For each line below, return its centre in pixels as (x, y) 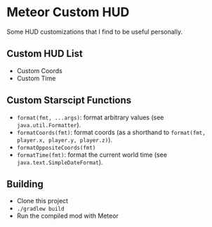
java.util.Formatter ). (49, 124)
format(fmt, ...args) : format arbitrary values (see (90, 117)
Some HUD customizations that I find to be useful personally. (95, 32)
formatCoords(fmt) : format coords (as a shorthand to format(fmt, (111, 132)
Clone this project (42, 201)
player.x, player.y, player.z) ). (65, 140)
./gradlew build (40, 209)
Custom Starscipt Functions (69, 100)
